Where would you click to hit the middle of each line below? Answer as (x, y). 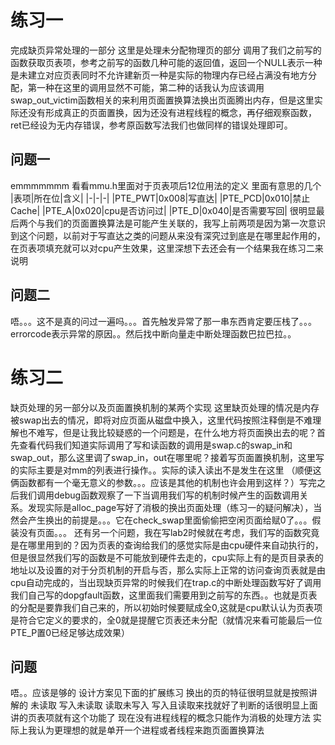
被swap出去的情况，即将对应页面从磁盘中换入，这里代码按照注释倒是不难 (161, 420)
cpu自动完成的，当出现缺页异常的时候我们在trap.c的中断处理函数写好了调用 (166, 582)
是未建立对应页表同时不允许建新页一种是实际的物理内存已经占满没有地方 (159, 75)
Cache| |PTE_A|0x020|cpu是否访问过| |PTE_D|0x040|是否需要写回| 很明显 (163, 210)
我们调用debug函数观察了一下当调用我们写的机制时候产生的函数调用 (159, 495)
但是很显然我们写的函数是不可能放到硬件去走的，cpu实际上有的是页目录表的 (167, 557)
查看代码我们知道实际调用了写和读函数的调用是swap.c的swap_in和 (155, 445)
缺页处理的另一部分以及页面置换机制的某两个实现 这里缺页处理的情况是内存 (165, 407)
